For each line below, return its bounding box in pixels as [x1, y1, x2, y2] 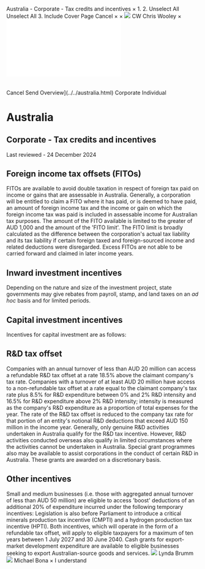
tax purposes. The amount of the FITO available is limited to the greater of [6, 217, 193, 225]
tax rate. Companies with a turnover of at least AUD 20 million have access [6, 378, 195, 385]
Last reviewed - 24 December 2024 [6, 151, 97, 158]
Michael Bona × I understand [13, 557, 87, 564]
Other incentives [6, 474, 72, 484]
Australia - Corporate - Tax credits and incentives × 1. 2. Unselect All [6, 6, 179, 12]
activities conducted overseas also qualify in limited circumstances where [6, 436, 193, 443]
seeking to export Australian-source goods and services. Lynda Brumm [6, 549, 194, 557]
